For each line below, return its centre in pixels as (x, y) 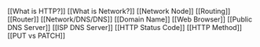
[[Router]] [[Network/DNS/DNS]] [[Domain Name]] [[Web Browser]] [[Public (130, 19)
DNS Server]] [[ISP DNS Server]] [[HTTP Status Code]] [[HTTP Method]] (125, 27)
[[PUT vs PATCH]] (37, 35)
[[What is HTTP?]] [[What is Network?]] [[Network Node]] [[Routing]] (119, 11)
